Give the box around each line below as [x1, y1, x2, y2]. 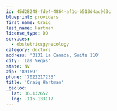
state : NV [6, 63, 30, 69]
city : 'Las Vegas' [6, 58, 51, 63]
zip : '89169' [6, 69, 38, 75]
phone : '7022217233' [6, 74, 57, 80]
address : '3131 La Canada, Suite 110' [6, 52, 101, 58]
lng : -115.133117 [11, 96, 54, 102]
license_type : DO [6, 31, 49, 36]
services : [6, 36, 30, 42]
